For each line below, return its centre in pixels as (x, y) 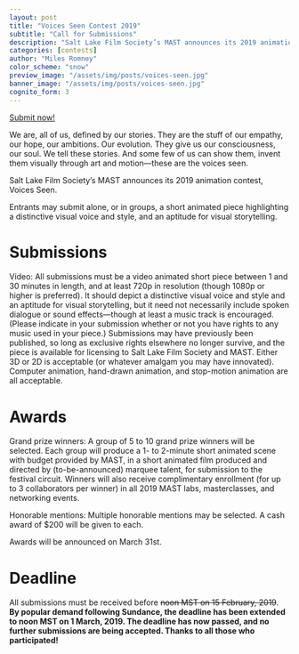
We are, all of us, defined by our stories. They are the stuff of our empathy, (146, 134)
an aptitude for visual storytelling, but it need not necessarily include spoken (149, 305)
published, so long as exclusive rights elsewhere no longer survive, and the (147, 343)
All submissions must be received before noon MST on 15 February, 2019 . (144, 602)
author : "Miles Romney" (53, 59)
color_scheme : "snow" (49, 68)
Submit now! (32, 117)
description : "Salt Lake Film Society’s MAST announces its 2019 (133, 42)
